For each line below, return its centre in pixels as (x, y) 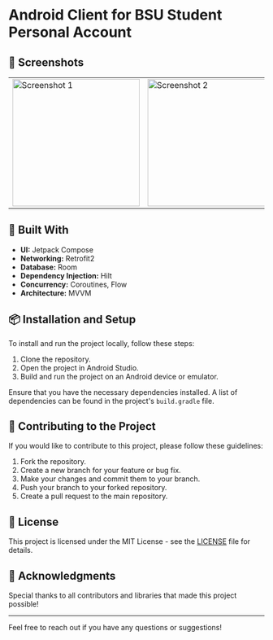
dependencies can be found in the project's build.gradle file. (111, 401)
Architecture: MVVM (56, 293)
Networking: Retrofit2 (57, 258)
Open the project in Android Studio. (80, 367)
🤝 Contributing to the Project (82, 426)
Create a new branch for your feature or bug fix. (100, 471)
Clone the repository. (55, 359)
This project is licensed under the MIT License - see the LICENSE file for (129, 541)
